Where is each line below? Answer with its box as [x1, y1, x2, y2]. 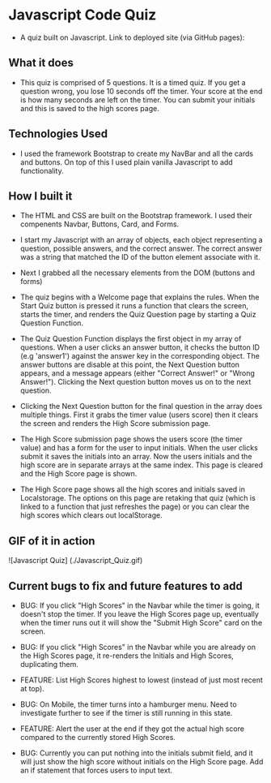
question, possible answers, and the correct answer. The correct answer [19, 243, 263, 253]
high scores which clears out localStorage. [19, 510, 163, 520]
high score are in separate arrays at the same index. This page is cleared [19, 460, 264, 470]
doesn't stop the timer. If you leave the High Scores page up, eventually [19, 609, 259, 618]
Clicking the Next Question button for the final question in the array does [19, 402, 263, 411]
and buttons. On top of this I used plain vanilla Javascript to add [19, 157, 233, 167]
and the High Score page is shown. [19, 469, 138, 479]
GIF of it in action [8, 534, 95, 548]
